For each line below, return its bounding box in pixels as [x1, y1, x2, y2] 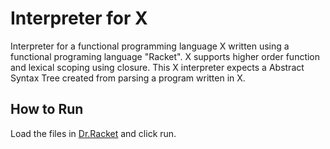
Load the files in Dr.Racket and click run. [10, 127, 177, 139]
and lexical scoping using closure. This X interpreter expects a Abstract [10, 61, 305, 73]
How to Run [10, 101, 84, 118]
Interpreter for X [10, 7, 148, 30]
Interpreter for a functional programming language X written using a [10, 40, 290, 52]
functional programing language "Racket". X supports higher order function [10, 50, 321, 62]
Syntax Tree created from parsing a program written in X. [10, 72, 246, 84]
